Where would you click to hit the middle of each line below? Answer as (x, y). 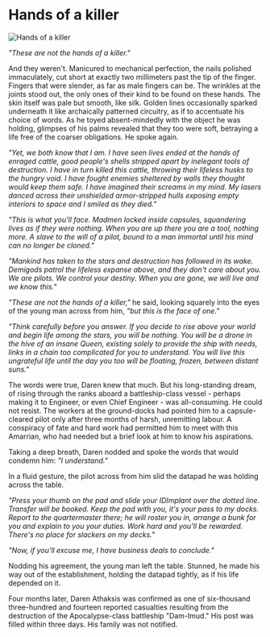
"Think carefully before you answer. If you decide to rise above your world (132, 326)
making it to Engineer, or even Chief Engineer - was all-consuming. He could (135, 402)
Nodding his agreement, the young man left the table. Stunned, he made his (134, 565)
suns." (19, 369)
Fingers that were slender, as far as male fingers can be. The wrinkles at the (135, 85)
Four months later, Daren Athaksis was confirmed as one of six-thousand (130, 598)
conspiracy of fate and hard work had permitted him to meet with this (123, 427)
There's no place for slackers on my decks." (82, 535)
